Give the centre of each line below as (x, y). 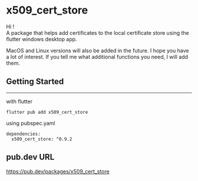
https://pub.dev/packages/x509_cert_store (58, 171)
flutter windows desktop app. (42, 39)
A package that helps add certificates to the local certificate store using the (98, 32)
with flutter (19, 101)
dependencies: (24, 134)
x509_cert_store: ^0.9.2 (42, 139)
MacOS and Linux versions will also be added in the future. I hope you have (98, 50)
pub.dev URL (30, 157)
